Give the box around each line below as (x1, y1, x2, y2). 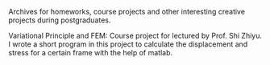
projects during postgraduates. (8, 15, 111, 25)
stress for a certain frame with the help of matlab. (8, 48, 173, 57)
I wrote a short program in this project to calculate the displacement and (8, 39, 248, 49)
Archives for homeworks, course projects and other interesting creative (8, 7, 246, 16)
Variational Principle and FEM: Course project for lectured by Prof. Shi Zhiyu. (8, 31, 263, 40)
